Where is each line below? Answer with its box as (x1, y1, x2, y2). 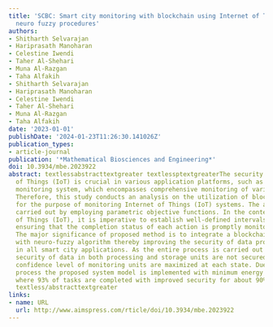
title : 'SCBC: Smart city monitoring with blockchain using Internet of (8, 11, 260, 20)
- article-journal (8, 148, 71, 156)
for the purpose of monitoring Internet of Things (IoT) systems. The (15, 200, 260, 209)
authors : (8, 27, 38, 35)
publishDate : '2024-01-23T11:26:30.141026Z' (8, 132, 162, 140)
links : (8, 291, 31, 299)
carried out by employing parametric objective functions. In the (15, 208, 245, 216)
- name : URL (8, 299, 49, 307)
